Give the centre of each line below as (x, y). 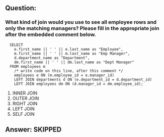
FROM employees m (28, 66)
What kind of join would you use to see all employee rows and (81, 22)
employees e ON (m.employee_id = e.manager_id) (64, 75)
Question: (21, 8)
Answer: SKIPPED (34, 130)
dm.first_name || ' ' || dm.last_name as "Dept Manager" (74, 62)
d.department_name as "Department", (52, 58)
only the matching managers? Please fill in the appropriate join (82, 28)
